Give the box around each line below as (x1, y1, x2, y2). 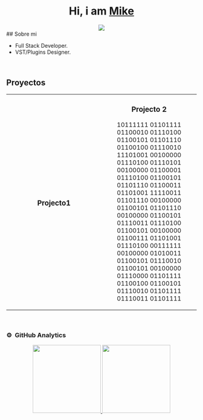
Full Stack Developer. (14, 42, 68, 49)
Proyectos (6, 77, 46, 88)
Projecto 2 (131, 105, 167, 114)
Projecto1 (37, 198, 71, 208)
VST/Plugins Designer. (14, 48, 71, 56)
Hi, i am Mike (68, 4, 135, 18)
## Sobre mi (6, 30, 37, 37)
